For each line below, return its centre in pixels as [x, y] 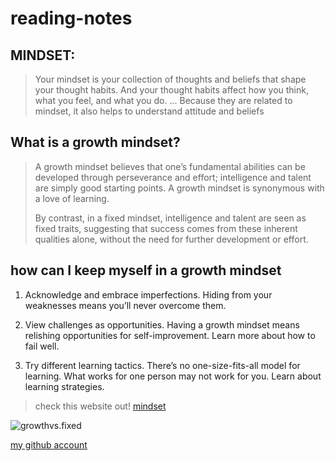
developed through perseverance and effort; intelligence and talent [173, 177]
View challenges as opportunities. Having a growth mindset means [162, 324]
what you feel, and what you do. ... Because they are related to [163, 100]
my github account [49, 444]
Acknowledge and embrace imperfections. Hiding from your [148, 294]
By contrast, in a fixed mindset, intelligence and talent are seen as [170, 218]
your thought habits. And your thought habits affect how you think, [171, 90]
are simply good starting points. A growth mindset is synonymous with [179, 188]
